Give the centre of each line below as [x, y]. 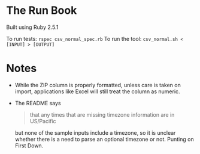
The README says [38, 103]
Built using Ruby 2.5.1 [32, 27]
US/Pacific [43, 121]
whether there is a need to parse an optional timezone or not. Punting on [104, 139]
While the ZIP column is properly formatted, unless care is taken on [98, 85]
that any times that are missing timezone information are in [102, 114]
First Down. [29, 146]
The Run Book [42, 11]
